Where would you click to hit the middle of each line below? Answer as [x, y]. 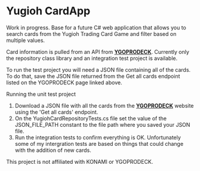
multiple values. [26, 40]
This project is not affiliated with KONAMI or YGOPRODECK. [80, 161]
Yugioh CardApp [48, 11]
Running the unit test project [41, 94]
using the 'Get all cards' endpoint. [56, 112]
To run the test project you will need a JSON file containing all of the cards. [99, 69]
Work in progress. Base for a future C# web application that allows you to [96, 28]
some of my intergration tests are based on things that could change [99, 143]
